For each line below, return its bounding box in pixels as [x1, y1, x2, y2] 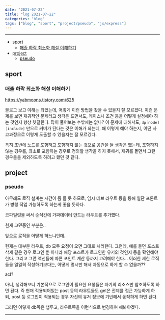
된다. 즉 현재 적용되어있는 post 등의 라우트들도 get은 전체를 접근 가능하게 [10, 288, 150, 293]
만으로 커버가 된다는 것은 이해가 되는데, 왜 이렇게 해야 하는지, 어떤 [26, 125, 152, 131]
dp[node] [141, 120, 160, 125]
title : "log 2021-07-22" [5, 12, 56, 17]
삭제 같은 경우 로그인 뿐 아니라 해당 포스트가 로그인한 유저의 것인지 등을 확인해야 [5, 249, 159, 255]
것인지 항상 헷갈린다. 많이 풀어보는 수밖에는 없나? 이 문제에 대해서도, [10, 119, 141, 125]
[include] [5, 126, 26, 131]
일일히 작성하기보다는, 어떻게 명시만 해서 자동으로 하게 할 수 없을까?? [14, 261, 146, 267]
